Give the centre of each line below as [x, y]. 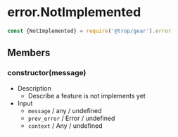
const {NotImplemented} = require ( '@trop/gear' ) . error [89, 31]
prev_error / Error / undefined [71, 118]
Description [34, 88]
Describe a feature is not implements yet [87, 96]
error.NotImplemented [74, 12]
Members [29, 53]
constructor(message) [47, 73]
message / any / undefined [65, 110]
